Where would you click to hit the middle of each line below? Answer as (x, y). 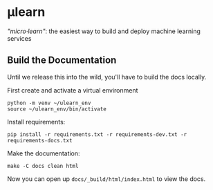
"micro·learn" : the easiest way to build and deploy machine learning (104, 31)
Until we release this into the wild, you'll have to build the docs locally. (107, 77)
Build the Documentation (62, 60)
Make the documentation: (44, 153)
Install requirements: (36, 122)
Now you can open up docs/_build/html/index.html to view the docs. (106, 179)
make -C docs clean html (43, 166)
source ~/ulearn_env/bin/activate (57, 109)
